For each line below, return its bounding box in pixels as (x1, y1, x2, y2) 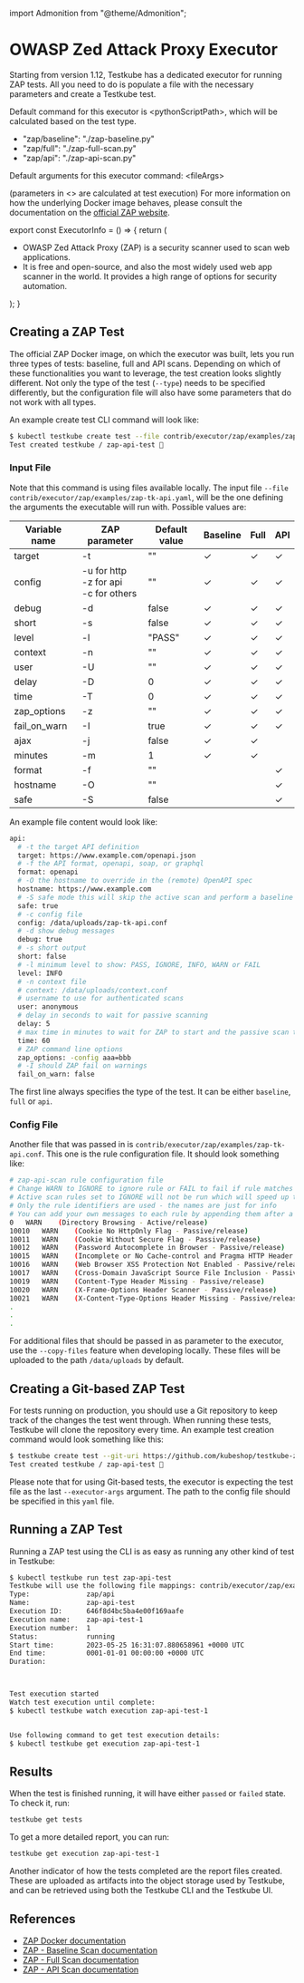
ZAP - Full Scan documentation (22, 1954, 139, 1965)
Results (9, 1764, 53, 1779)
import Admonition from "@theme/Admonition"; (9, 8, 187, 18)
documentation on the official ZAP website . (9, 207, 170, 218)
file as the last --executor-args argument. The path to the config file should (9, 1485, 291, 1496)
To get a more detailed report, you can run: (9, 1832, 170, 1843)
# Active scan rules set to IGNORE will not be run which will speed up (9, 1193, 290, 1202)
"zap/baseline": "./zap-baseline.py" (22, 133, 156, 144)
